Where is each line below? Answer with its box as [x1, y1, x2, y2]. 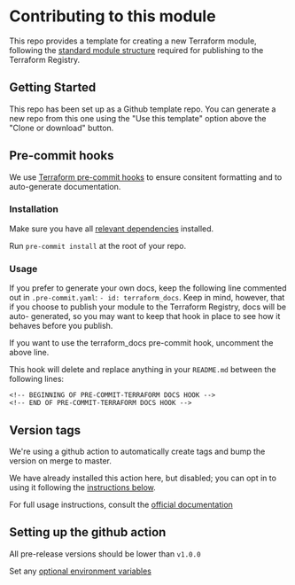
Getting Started [9, 80, 97, 95]
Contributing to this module [9, 6, 216, 27]
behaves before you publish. [9, 321, 113, 331]
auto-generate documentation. [9, 181, 121, 191]
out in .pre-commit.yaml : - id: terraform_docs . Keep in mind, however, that [9, 292, 285, 303]
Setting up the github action [9, 525, 167, 540]
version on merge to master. [9, 455, 113, 466]
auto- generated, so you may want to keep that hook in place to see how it [9, 311, 281, 322]
